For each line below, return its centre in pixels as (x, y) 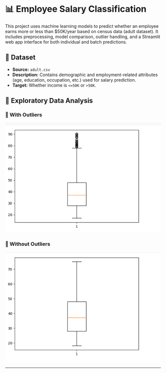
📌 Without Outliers (28, 244)
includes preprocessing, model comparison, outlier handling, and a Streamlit (83, 37)
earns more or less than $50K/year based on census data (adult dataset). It (82, 31)
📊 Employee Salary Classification (76, 9)
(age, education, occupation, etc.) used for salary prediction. (74, 80)
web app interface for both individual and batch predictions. (66, 42)
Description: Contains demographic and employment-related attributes (85, 75)
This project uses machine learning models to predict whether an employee (82, 26)
